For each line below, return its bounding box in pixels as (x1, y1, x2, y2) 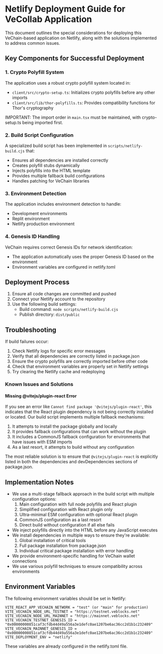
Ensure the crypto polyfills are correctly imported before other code (12, 359, 148, 364)
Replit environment (12, 216, 50, 222)
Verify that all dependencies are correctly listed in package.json (12, 353, 140, 359)
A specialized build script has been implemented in (5, 143, 107, 148)
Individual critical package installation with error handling (19, 548, 134, 554)
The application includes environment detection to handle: (5, 201, 121, 207)
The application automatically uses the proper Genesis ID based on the (12, 254, 154, 259)
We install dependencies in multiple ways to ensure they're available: (12, 532, 150, 538)
